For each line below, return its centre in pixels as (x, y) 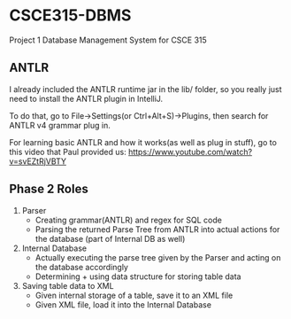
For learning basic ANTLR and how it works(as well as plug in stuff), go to (143, 142)
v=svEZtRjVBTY (38, 161)
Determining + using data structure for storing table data (138, 276)
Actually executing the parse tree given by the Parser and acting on (158, 257)
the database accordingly (81, 267)
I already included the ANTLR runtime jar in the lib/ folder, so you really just (145, 89)
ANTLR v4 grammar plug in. (60, 125)
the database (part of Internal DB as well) (110, 238)
